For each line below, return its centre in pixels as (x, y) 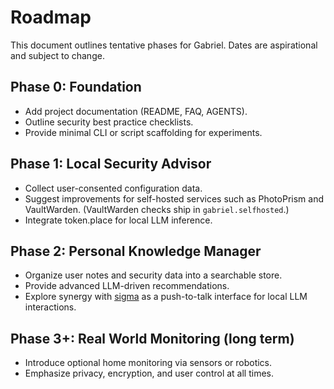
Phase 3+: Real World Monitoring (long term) (152, 338)
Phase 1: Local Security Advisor (111, 164)
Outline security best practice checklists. (109, 122)
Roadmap (51, 17)
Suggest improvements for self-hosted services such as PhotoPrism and (174, 198)
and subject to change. (57, 55)
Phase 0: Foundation (76, 87)
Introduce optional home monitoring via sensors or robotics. (148, 363)
